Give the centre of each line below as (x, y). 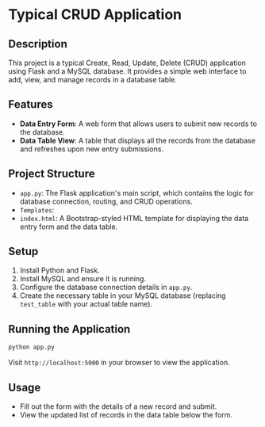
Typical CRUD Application (95, 15)
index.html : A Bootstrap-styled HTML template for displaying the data (134, 218)
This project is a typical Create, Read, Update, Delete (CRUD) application (127, 63)
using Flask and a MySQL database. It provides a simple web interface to (127, 71)
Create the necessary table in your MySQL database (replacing (123, 295)
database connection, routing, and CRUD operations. (106, 201)
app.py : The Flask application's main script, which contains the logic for (136, 193)
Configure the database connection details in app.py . (106, 288)
